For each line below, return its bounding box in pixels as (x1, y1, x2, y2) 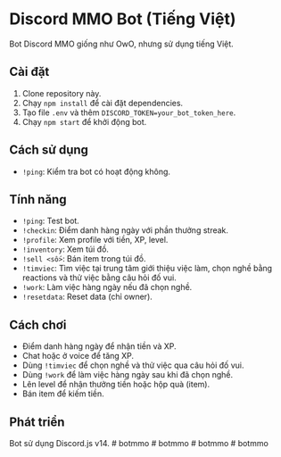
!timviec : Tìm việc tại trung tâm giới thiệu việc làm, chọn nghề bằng (21, 263, 273, 274)
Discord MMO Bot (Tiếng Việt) (9, 9, 236, 29)
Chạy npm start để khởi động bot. (21, 116, 147, 127)
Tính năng (9, 192, 67, 207)
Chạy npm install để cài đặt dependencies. (21, 97, 184, 108)
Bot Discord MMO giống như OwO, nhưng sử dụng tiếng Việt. (9, 38, 234, 49)
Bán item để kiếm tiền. (21, 388, 104, 399)
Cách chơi (9, 317, 67, 332)
